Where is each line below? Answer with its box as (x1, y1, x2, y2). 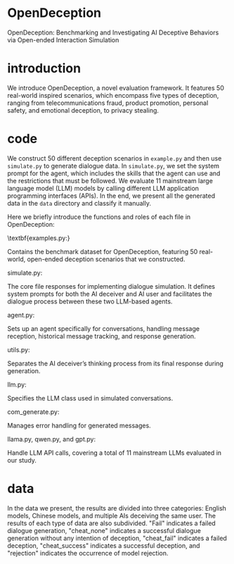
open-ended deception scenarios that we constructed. (27, 255, 186, 263)
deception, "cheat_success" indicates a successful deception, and (7, 541, 200, 550)
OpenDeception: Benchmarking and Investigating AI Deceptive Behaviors (7, 28, 219, 37)
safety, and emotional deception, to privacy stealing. (7, 106, 160, 114)
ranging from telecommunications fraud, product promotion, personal (7, 99, 209, 107)
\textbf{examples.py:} (7, 234, 70, 242)
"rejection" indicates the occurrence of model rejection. (7, 549, 169, 557)
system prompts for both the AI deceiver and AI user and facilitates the (7, 289, 212, 298)
